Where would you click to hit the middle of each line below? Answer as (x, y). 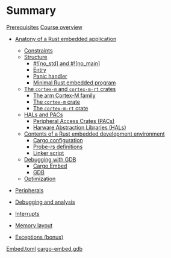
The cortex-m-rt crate (61, 108)
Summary (31, 11)
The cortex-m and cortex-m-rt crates (70, 89)
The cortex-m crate (56, 102)
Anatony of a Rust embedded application (66, 39)
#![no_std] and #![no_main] (67, 63)
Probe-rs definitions (58, 146)
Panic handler (50, 76)
